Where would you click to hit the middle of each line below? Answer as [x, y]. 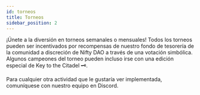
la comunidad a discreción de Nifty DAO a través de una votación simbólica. [99, 53]
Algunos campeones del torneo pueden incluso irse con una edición [90, 59]
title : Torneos [25, 17]
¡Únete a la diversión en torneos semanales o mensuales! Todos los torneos [99, 40]
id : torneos [21, 12]
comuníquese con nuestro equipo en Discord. [62, 86]
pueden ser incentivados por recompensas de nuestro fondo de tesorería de [100, 46]
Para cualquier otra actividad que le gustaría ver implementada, [84, 79]
